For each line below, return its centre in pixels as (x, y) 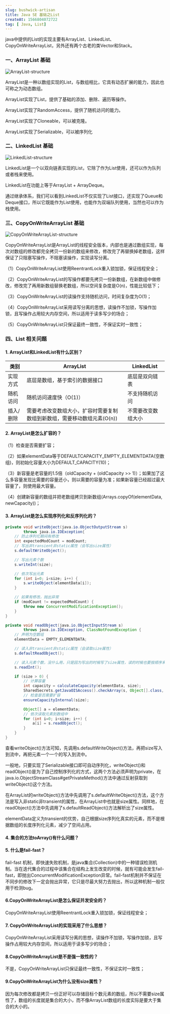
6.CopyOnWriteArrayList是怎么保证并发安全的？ (56, 901)
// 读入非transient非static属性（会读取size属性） (64, 649)
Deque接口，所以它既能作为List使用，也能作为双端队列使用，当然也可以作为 (84, 202)
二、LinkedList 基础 (29, 146)
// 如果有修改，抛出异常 (37, 597)
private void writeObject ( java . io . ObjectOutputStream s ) (67, 527)
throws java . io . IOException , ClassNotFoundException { (82, 630)
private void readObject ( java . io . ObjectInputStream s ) (64, 625)
